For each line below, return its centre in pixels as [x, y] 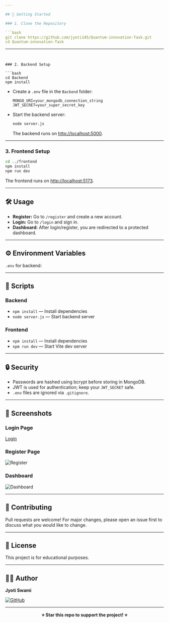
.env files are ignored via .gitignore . [51, 393]
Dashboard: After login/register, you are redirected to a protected [80, 227]
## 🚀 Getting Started [28, 14]
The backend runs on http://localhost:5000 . [58, 134]
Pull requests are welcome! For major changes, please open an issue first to [84, 520]
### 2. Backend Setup [28, 65]
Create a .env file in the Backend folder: [53, 92]
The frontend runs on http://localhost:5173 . [50, 181]
